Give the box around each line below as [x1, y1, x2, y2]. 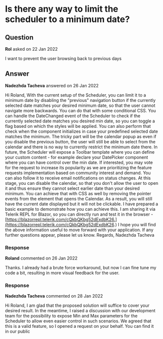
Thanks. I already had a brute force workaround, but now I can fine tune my [5, 265, 157, 271]
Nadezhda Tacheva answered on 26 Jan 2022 [5, 82, 99, 88]
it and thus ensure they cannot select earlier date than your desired [5, 185, 140, 191]
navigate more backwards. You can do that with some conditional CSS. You [5, 107, 156, 113]
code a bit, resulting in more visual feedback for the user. [5, 270, 120, 276]
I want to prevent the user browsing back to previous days [5, 56, 122, 61]
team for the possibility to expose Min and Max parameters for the [5, 313, 138, 319]
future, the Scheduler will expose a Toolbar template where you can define [5, 149, 155, 155]
